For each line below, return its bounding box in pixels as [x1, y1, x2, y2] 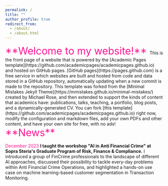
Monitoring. [5, 175, 29, 181]
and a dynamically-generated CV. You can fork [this [5, 105, 112, 111]
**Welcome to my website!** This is [5, 45, 163, 57]
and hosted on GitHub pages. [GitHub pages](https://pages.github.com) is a [5, 67, 162, 73]
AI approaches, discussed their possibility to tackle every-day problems [5, 159, 153, 165]
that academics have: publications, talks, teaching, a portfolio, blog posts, [5, 100, 157, 106]
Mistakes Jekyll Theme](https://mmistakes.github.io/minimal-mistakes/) [5, 89, 153, 95]
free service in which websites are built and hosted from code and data [5, 73, 153, 78]
